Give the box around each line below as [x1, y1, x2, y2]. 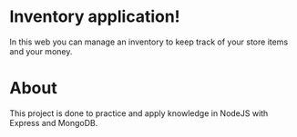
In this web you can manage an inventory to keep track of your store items [9, 36, 289, 47]
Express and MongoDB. [9, 117, 98, 128]
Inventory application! [9, 6, 180, 27]
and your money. [9, 45, 73, 56]
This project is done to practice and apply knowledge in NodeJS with [9, 107, 269, 119]
